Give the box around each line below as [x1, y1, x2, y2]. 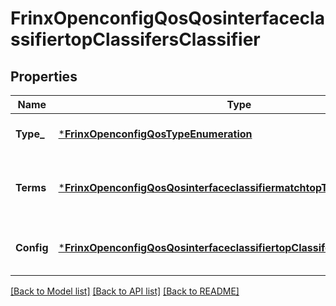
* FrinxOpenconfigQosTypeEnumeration [58, 127, 253, 141]
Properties [10, 68, 78, 85]
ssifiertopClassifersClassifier [10, 28, 261, 51]
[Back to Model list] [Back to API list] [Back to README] [10, 285, 240, 297]
